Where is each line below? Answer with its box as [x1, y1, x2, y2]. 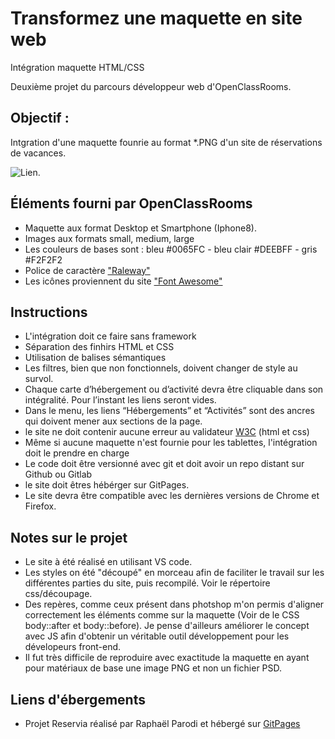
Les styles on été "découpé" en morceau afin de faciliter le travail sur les [24, 567, 325, 579]
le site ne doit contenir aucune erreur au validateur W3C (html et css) [24, 426, 310, 438]
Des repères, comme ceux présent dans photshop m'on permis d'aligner [24, 598, 325, 611]
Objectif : [10, 110, 70, 127]
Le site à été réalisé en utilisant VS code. [24, 556, 193, 568]
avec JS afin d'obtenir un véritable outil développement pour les [24, 630, 290, 642]
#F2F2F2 [24, 253, 63, 266]
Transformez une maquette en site [10, 7, 303, 30]
